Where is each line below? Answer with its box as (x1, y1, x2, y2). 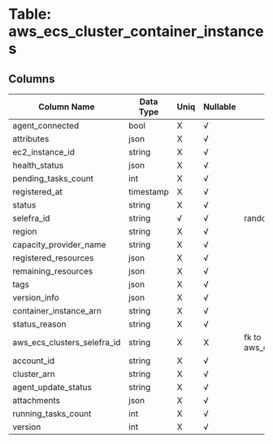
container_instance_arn (12, 305, 102, 316)
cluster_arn (12, 368, 55, 379)
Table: (8, 5, 52, 24)
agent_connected (12, 120, 80, 131)
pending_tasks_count (12, 173, 93, 184)
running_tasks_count (12, 408, 92, 419)
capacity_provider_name (12, 239, 106, 250)
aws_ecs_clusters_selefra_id (12, 337, 121, 348)
